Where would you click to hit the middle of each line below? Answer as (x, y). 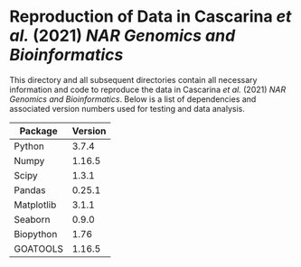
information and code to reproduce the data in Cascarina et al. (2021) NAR (148, 89)
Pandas (30, 189)
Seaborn (32, 219)
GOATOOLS (38, 248)
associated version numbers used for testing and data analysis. (127, 108)
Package (38, 131)
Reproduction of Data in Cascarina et (150, 17)
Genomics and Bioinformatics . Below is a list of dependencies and (133, 99)
